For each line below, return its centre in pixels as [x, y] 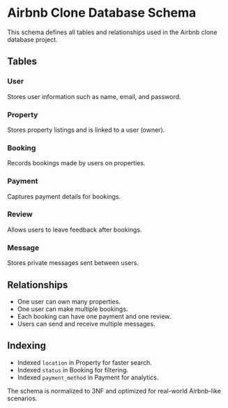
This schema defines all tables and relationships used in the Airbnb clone [112, 32]
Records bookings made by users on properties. [76, 163]
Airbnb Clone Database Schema [102, 13]
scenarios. [22, 398]
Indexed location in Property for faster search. [84, 362]
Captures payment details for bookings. [64, 196]
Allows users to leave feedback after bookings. [75, 229]
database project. [32, 39]
